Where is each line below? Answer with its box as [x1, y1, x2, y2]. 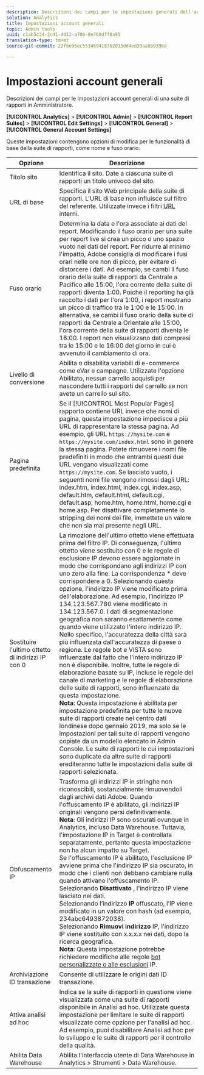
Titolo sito [9, 173, 38, 181]
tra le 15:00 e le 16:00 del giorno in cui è [59, 341, 176, 349]
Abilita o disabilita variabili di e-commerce [59, 359, 180, 367]
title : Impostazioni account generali [6, 20, 104, 26]
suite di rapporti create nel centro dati [59, 714, 167, 723]
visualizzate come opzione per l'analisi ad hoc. [59, 1018, 192, 1026]
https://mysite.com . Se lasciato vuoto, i [59, 468, 172, 476]
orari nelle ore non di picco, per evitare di [59, 257, 177, 266]
